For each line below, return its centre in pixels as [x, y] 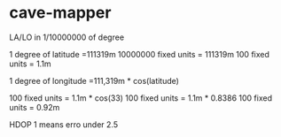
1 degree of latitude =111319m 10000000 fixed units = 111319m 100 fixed [140, 54]
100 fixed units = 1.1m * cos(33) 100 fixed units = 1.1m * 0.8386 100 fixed [141, 98]
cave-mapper [60, 13]
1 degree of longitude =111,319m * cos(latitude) [94, 80]
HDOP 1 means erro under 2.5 [63, 124]
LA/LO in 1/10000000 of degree [67, 37]
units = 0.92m [35, 107]
